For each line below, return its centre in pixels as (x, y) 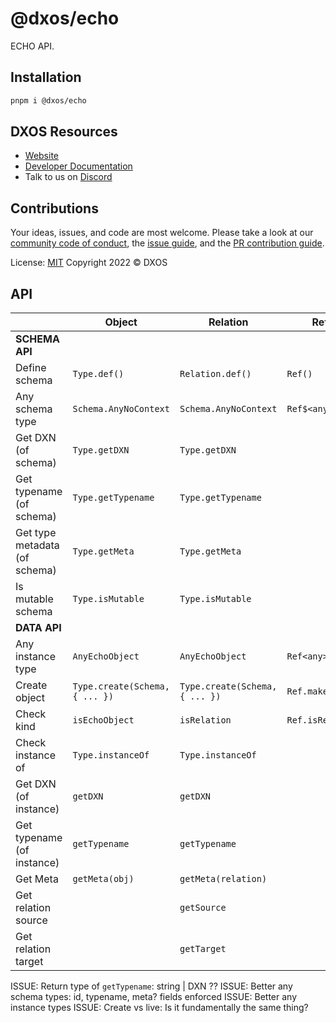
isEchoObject (103, 720)
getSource (203, 908)
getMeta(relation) (223, 879)
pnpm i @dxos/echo (48, 100)
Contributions (54, 208)
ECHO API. (32, 46)
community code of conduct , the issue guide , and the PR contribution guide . (167, 243)
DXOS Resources (64, 132)
